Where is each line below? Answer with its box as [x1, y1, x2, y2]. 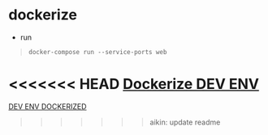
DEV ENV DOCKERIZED [8, 101, 87, 111]
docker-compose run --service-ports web [28, 48, 167, 56]
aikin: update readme [149, 117, 221, 127]
